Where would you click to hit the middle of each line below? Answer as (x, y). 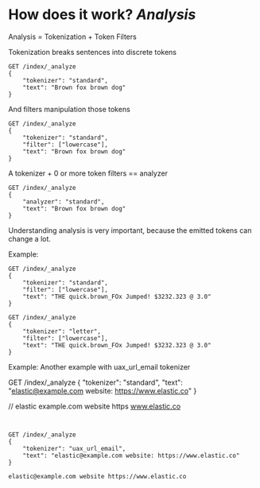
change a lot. (30, 238)
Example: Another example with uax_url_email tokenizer (99, 366)
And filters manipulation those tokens (70, 109)
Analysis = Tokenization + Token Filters (72, 37)
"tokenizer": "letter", (62, 331)
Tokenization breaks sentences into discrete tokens (93, 52)
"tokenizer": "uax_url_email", (74, 448)
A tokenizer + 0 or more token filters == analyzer (88, 173)
